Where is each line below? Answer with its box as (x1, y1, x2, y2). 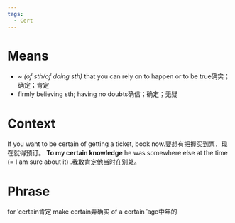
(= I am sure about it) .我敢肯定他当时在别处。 (7, 157, 141, 166)
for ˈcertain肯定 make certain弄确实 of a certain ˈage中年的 (7, 207, 177, 216)
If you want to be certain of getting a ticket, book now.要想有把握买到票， (7, 140, 222, 148)
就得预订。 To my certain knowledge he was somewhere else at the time (13, 149, 229, 157)
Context (7, 115, 56, 132)
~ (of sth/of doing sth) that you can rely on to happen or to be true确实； (17, 72, 231, 81)
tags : (7, 10, 23, 18)
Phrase (7, 183, 50, 199)
